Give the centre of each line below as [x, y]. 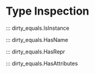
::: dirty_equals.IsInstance [37, 28]
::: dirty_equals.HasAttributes [42, 63]
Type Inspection [47, 11]
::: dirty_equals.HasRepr [35, 51]
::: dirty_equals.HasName [37, 40]
